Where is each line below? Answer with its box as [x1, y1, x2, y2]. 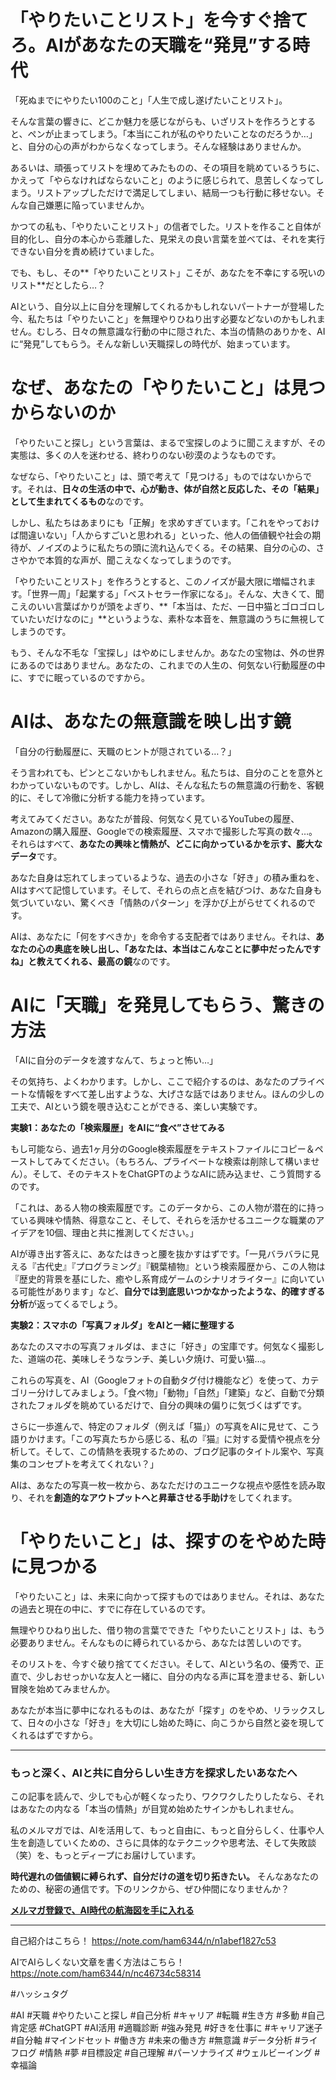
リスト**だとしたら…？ [10, 279, 107, 291]
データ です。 [10, 850, 63, 862]
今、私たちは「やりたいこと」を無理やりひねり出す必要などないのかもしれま [10, 312, 326, 325]
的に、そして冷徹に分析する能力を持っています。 [10, 791, 211, 803]
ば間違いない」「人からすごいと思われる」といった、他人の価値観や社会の [10, 529, 313, 541]
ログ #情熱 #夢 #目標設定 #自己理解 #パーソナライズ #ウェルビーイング [18, 2046, 313, 2058]
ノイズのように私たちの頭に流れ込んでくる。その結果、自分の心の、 [36, 541, 317, 553]
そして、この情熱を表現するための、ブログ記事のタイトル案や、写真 [44, 1445, 325, 1457]
